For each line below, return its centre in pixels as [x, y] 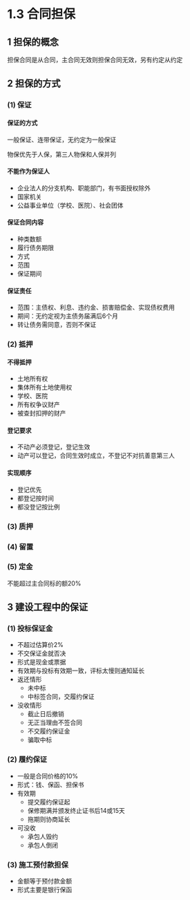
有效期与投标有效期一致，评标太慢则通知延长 [81, 671]
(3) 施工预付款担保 [38, 865]
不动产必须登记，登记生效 [54, 447]
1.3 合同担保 [41, 14]
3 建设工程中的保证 [48, 607]
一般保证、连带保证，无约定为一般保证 [61, 140]
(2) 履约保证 [27, 760]
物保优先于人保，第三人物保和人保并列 [61, 154]
